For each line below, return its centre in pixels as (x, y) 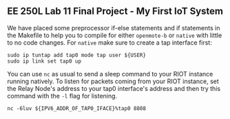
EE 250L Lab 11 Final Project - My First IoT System (115, 11)
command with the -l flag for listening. (62, 96)
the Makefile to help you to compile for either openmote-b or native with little (115, 35)
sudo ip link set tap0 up (44, 61)
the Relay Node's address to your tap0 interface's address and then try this (114, 88)
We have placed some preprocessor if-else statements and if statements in (114, 28)
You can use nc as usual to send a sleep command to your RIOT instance (110, 74)
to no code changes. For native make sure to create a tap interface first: (109, 42)
